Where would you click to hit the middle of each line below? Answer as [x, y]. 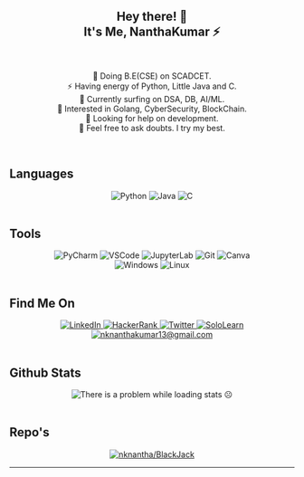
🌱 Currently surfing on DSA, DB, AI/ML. [152, 99]
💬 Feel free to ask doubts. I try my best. [152, 128]
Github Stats [45, 372]
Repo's [29, 432]
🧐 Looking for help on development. [152, 118]
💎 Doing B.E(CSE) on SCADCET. [152, 76]
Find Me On [42, 303]
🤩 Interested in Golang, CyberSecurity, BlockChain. [152, 109]
